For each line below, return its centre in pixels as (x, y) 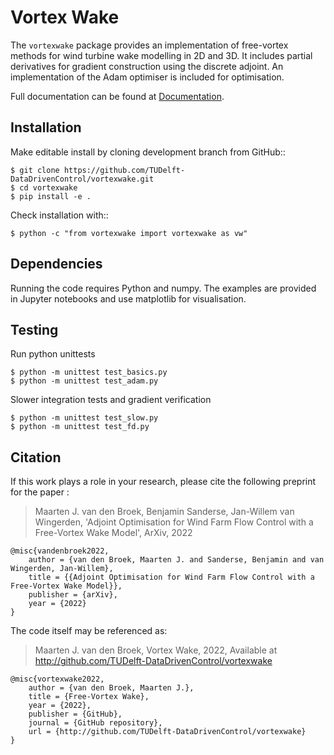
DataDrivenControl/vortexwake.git (82, 179)
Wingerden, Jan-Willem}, (62, 569)
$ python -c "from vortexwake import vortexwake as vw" (129, 233)
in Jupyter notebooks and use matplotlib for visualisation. (128, 298)
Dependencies (56, 264)
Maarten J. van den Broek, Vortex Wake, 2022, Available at (156, 650)
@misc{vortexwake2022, (57, 679)
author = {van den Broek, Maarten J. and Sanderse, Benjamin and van (176, 560)
